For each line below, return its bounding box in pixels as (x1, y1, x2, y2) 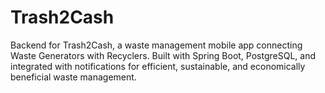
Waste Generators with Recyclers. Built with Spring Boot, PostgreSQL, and (10, 49, 316, 61)
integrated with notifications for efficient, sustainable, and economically (10, 60, 306, 72)
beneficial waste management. (10, 71, 137, 83)
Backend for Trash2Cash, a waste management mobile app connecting (10, 39, 303, 51)
